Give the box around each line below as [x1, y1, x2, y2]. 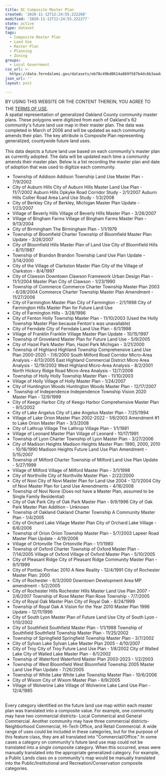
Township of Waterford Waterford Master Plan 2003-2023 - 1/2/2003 [12, 656, 154, 662]
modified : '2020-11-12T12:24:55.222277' [5, 16, 90, 21]
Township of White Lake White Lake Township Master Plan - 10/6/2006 [12, 672, 157, 678]
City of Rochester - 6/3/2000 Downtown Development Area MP [12, 577, 142, 583]
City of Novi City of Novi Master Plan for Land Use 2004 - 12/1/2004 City [12, 477, 161, 484]
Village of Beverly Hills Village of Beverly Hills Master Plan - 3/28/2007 [12, 210, 157, 216]
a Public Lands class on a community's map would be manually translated [5, 755, 156, 761]
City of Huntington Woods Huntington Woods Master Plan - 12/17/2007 [12, 383, 157, 389]
